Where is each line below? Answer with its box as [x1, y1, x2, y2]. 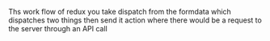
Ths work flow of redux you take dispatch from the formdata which [8, 7, 232, 16]
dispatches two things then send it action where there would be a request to [8, 15, 263, 25]
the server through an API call [8, 24, 108, 33]
